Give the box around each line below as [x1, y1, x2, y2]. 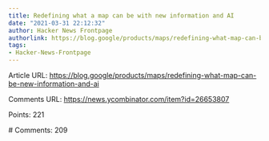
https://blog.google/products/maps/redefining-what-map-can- [49, 71, 257, 80]
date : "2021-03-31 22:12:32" [8, 19, 106, 27]
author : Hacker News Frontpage [8, 26, 113, 34]
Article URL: [8, 71, 48, 80]
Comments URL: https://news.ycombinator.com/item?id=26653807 [8, 95, 230, 104]
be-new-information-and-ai [8, 79, 100, 88]
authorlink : [8, 33, 48, 42]
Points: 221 [8, 110, 45, 119]
